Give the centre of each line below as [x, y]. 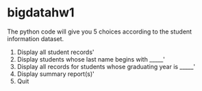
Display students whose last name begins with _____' [91, 59]
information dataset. [36, 38]
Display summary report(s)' [55, 74]
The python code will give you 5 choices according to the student [100, 31]
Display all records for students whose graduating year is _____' [106, 66]
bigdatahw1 [41, 13]
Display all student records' [55, 52]
